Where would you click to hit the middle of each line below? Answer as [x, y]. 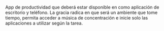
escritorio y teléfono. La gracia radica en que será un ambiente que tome [81, 12]
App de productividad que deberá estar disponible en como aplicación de [82, 7]
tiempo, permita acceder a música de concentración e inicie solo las [77, 18]
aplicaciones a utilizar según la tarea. [44, 23]
